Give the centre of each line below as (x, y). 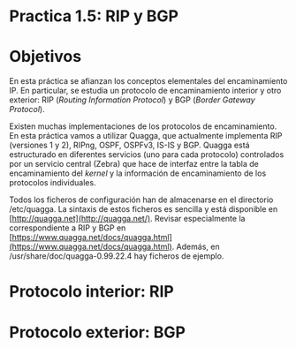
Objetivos (46, 57)
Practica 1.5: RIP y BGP (94, 16)
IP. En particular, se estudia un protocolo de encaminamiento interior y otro (145, 91)
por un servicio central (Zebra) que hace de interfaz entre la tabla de (134, 164)
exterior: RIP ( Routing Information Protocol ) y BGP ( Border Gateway (132, 100)
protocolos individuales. (53, 183)
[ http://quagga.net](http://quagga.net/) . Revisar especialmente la (127, 219)
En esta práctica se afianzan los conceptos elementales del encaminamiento (148, 81)
